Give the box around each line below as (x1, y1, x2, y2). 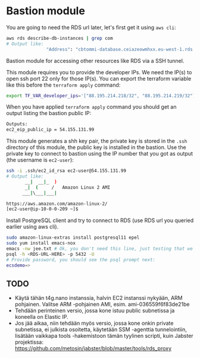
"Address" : (46, 46, 73, 52)
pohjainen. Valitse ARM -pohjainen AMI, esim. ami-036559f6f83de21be (14, 301, 190, 308)
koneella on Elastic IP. (14, 313, 68, 321)
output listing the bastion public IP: (6, 110, 91, 117)
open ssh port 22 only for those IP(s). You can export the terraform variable (6, 75, 192, 82)
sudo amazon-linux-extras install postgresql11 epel (6, 235, 140, 241)
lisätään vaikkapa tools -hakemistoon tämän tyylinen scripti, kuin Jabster (14, 332, 193, 340)
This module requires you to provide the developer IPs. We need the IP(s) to (6, 68, 192, 75)
